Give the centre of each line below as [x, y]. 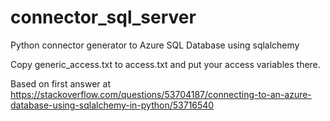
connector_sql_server [103, 17]
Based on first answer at [60, 83]
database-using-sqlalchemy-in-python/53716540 [112, 105]
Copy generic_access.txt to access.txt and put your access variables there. [165, 64]
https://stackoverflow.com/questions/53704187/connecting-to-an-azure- [161, 94]
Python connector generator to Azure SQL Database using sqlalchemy [155, 45]
